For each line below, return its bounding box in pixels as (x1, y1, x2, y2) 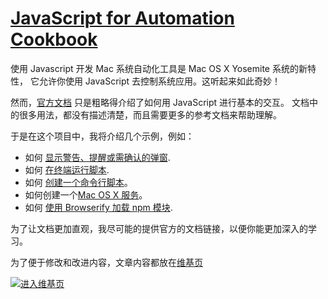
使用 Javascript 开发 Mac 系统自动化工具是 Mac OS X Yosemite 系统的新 (10, 62, 308, 74)
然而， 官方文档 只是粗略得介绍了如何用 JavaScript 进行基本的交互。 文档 (10, 96, 310, 108)
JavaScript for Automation (10, 7, 235, 30)
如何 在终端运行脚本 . (24, 163, 110, 176)
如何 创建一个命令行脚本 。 (24, 176, 133, 188)
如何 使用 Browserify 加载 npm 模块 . (24, 201, 173, 213)
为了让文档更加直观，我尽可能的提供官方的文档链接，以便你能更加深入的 (10, 222, 308, 234)
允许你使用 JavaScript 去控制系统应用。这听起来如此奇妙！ (38, 75, 282, 87)
